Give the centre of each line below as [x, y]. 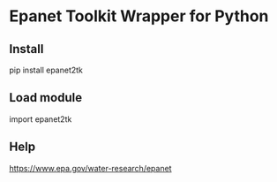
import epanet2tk [41, 119]
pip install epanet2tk [46, 70]
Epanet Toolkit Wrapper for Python [139, 16]
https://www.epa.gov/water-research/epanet [90, 168]
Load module [45, 98]
